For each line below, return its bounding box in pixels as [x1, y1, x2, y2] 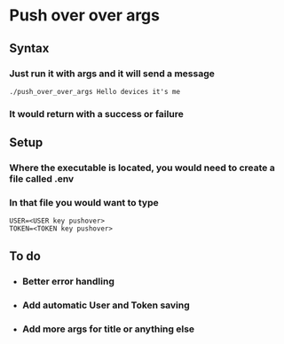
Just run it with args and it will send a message [9, 67, 216, 80]
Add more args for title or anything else [21, 323, 195, 335]
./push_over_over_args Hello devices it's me [9, 87, 180, 96]
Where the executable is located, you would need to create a [9, 161, 275, 174]
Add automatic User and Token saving [21, 299, 191, 311]
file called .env [9, 173, 75, 185]
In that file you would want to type [9, 197, 159, 209]
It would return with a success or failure [9, 107, 184, 120]
